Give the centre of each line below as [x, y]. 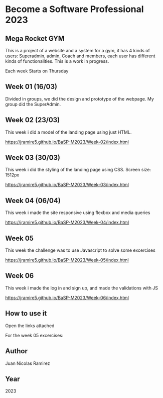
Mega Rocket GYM [35, 38]
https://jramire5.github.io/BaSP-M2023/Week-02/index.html [67, 142]
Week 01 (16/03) [31, 87]
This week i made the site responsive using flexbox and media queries [78, 213]
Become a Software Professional [74, 9]
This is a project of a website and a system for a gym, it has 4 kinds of [78, 51]
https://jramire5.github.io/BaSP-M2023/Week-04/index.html [67, 223]
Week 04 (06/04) [33, 200]
